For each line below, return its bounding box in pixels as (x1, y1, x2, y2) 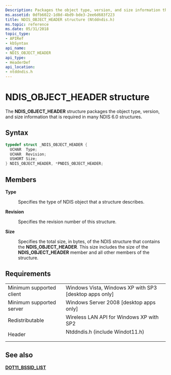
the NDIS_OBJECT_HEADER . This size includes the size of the (18, 244, 149, 250)
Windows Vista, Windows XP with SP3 (65, 284, 157, 291)
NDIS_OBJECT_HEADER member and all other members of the (18, 249, 150, 255)
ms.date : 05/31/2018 (5, 27, 49, 32)
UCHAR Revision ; (10, 151, 47, 157)
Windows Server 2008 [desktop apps (65, 299, 156, 306)
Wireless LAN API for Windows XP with (65, 313, 159, 320)
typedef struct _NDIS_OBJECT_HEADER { (5, 142, 88, 147)
